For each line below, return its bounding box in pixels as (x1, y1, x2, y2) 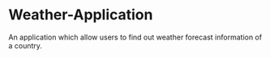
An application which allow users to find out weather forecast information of (8, 32, 262, 42)
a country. (8, 40, 43, 50)
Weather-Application (8, 6, 153, 24)
